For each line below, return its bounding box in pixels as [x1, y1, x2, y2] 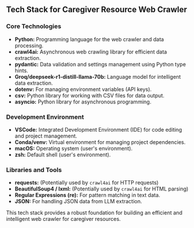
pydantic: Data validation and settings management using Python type [14, 61, 186, 68]
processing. [14, 42, 44, 49]
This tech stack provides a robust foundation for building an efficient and [6, 209, 183, 216]
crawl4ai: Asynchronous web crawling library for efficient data [14, 48, 168, 55]
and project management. [14, 132, 78, 139]
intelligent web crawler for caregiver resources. [6, 216, 121, 223]
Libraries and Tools [6, 166, 62, 174]
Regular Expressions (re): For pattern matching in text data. [14, 192, 160, 199]
